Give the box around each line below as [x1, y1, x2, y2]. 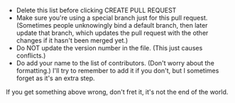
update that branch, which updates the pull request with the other [16, 28, 209, 37]
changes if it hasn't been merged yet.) [16, 36, 129, 45]
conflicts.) [16, 51, 46, 60]
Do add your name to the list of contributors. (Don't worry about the [16, 59, 215, 67]
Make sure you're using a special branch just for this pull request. [16, 13, 208, 22]
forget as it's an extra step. [16, 74, 96, 82]
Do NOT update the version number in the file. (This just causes [16, 44, 203, 52]
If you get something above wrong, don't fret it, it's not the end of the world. [6, 88, 229, 96]
